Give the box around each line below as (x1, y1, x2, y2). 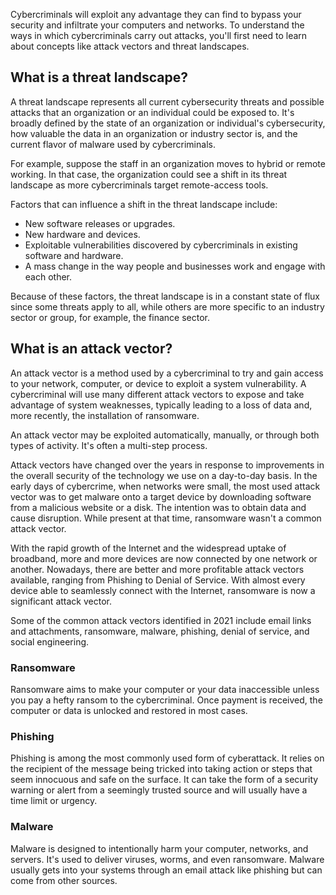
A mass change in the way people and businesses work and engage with (24, 260, 326, 272)
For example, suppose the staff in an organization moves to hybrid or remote (10, 157, 326, 169)
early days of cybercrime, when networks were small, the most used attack (10, 480, 321, 492)
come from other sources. (10, 874, 118, 886)
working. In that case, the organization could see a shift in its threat (10, 168, 288, 180)
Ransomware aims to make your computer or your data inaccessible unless (10, 683, 320, 695)
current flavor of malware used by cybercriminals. (10, 138, 216, 150)
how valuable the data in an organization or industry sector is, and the (10, 127, 298, 139)
